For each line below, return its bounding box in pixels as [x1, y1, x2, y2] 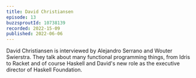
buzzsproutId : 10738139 [6, 20, 66, 26]
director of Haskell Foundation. [6, 66, 83, 73]
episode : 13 [6, 14, 36, 20]
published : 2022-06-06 [6, 31, 63, 37]
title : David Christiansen [6, 8, 74, 15]
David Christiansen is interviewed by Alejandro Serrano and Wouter [6, 47, 173, 54]
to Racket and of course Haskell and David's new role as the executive [6, 60, 180, 67]
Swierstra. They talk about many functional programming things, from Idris [6, 54, 191, 61]
